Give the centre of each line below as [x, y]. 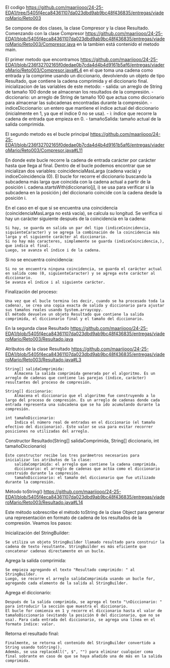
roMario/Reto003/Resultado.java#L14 [44, 502]
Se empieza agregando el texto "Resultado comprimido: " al [70, 570]
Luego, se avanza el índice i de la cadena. [53, 250]
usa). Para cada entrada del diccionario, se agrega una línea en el [80, 620]
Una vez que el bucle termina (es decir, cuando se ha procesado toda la [85, 301]
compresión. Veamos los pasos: [39, 523]
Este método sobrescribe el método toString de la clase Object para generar [85, 512]
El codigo [15, 7]
